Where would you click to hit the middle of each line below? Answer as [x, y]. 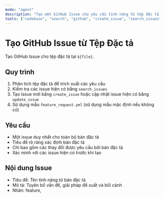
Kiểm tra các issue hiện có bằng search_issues [60, 89]
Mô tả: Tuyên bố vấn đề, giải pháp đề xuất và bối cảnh [67, 185]
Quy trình [20, 72]
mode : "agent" [20, 10]
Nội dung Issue [29, 168]
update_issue [26, 100]
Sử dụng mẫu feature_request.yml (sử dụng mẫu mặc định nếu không [83, 105]
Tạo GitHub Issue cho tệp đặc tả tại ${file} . [50, 56]
